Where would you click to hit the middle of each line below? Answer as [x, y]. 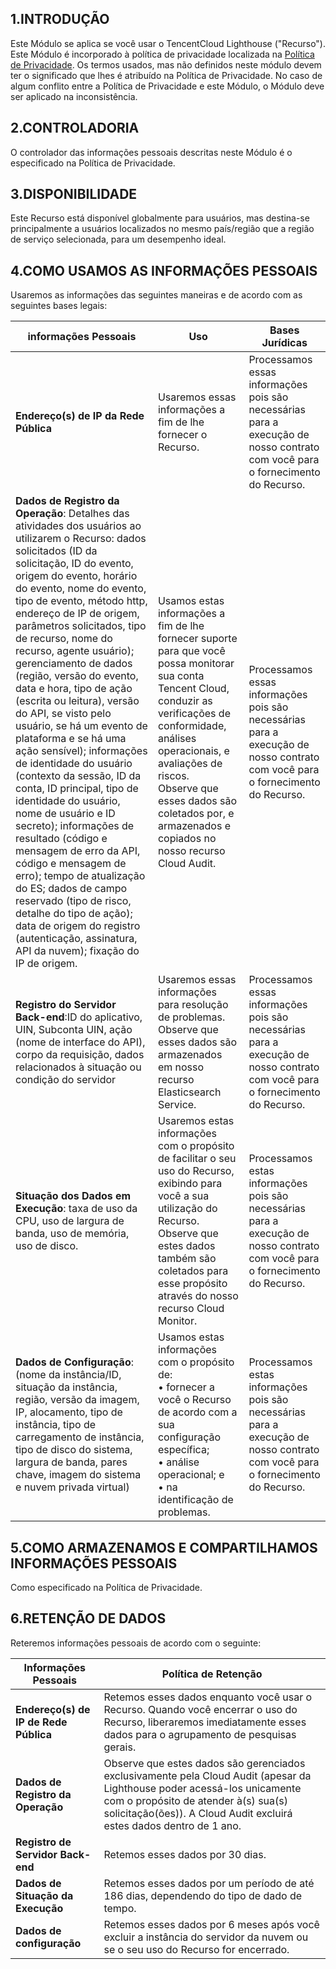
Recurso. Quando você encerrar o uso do [200, 1709]
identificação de [195, 1500]
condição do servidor [66, 1080]
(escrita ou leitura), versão [77, 701]
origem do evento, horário [76, 576]
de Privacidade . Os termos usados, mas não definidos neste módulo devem [166, 64]
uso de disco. [47, 1246]
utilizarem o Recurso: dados [81, 539]
